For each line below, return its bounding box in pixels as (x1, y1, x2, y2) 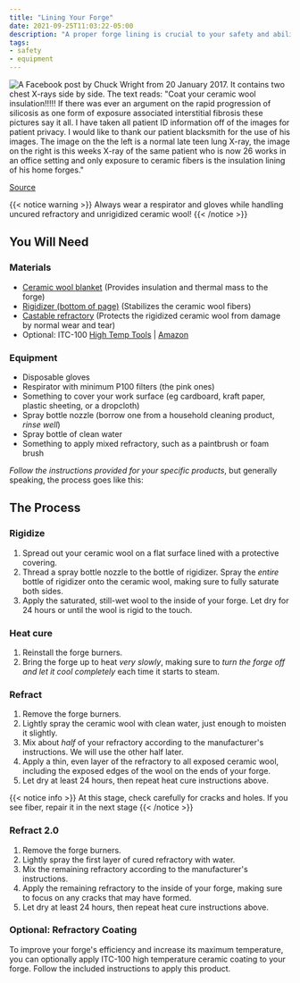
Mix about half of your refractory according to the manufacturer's (21, 737, 264, 748)
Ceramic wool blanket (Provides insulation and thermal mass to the (21, 281, 269, 292)
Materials (9, 261, 52, 273)
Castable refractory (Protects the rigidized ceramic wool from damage (21, 310, 281, 321)
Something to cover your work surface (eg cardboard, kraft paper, (21, 391, 266, 401)
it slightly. (21, 727, 58, 738)
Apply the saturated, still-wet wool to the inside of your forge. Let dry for (21, 595, 289, 606)
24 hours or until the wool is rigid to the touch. (21, 604, 193, 615)
